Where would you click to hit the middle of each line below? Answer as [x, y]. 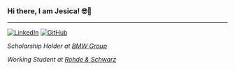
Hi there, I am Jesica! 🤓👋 [50, 11]
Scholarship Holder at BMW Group [57, 46]
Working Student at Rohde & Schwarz [62, 60]
